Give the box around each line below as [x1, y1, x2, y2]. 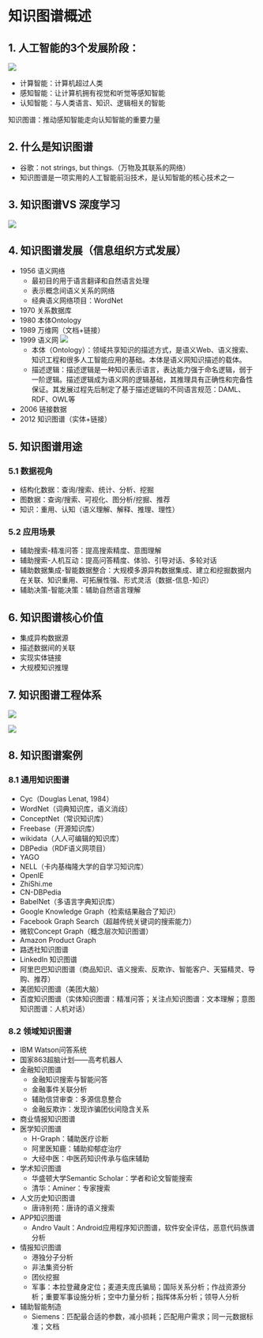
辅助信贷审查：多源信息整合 [31, 1095, 122, 1104]
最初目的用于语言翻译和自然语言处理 [31, 276, 150, 285]
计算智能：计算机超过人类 [19, 78, 103, 88]
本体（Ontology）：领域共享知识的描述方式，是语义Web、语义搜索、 [31, 345, 253, 355]
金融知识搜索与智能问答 [31, 1075, 108, 1084]
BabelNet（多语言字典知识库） [19, 896, 120, 906]
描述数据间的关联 [19, 643, 76, 653]
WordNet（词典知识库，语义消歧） [19, 804, 133, 813]
